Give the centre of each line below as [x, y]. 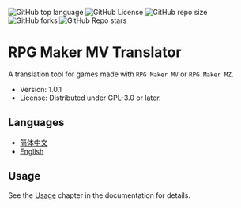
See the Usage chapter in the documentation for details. [100, 195]
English [32, 151]
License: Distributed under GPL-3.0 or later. [90, 98]
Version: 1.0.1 [40, 89]
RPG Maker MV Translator [95, 52]
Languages [36, 123]
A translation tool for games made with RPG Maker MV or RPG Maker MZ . [121, 74]
